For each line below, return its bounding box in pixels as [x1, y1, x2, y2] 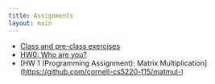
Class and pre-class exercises [19, 41, 121, 50]
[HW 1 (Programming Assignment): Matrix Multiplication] [19, 58, 208, 68]
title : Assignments [8, 11, 74, 20]
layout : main [8, 19, 52, 27]
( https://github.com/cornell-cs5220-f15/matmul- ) [19, 66, 184, 76]
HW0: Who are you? [19, 50, 87, 59]
